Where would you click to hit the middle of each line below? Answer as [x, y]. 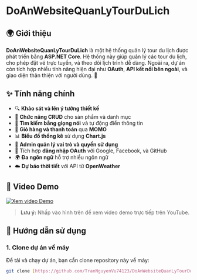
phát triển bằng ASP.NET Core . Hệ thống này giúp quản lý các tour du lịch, [96, 56]
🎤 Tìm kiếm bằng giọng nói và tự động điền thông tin [79, 123]
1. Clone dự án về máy [38, 247]
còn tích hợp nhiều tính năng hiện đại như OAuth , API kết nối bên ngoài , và [97, 69]
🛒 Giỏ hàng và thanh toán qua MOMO [61, 129]
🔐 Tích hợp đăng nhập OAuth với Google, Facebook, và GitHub [91, 151]
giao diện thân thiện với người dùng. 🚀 [52, 75]
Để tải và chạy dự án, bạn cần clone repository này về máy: [78, 261]
